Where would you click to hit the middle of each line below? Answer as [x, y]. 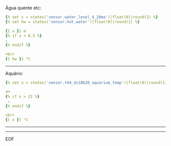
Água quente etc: [23, 8]
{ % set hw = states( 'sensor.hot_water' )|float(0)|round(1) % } [73, 22]
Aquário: [14, 73]
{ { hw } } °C [18, 59]
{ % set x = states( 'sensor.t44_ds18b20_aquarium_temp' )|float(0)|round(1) [86, 83]
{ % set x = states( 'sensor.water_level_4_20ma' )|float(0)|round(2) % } [82, 17]
